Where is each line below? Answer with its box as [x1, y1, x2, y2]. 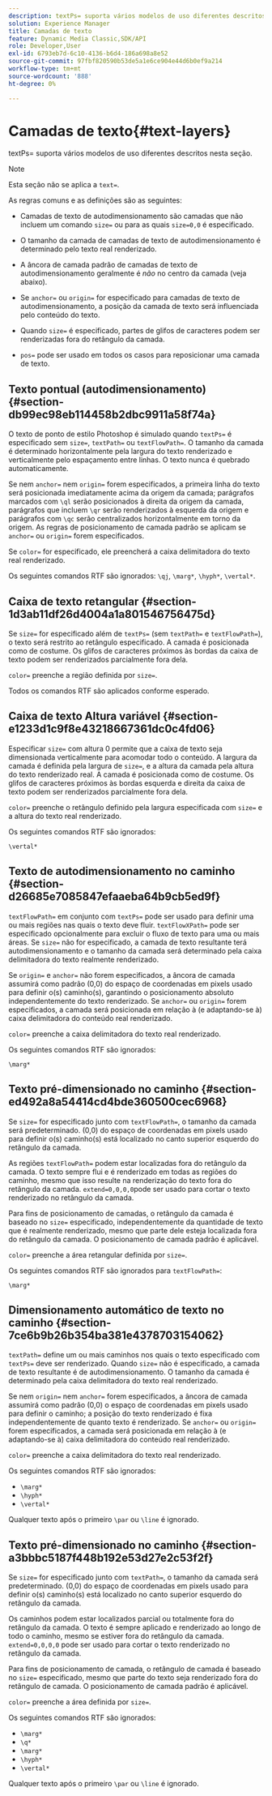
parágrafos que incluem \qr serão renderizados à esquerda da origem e [8, 505, 249, 515]
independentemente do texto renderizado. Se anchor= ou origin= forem [8, 996, 247, 1005]
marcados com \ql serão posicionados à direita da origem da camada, [8, 496, 244, 507]
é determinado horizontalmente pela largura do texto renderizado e [8, 447, 233, 457]
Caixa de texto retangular [8, 594, 139, 608]
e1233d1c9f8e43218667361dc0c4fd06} [8, 722, 216, 736]
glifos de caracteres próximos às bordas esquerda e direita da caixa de [8, 778, 245, 787]
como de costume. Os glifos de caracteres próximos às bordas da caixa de [8, 646, 259, 656]
